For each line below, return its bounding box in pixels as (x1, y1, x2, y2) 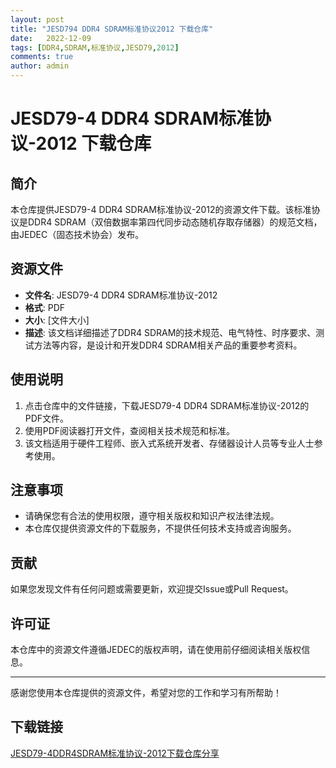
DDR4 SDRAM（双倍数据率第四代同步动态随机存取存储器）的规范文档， (27, 216, 323, 228)
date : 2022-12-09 (10, 33, 92, 43)
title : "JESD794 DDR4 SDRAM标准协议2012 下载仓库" (10, 24, 214, 34)
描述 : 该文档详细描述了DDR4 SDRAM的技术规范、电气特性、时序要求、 (24, 326, 317, 338)
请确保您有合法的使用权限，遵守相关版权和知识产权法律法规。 (24, 510, 280, 522)
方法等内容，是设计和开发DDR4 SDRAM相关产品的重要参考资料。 (33, 339, 303, 351)
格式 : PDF (24, 301, 66, 313)
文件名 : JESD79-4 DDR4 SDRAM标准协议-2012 (24, 289, 218, 301)
